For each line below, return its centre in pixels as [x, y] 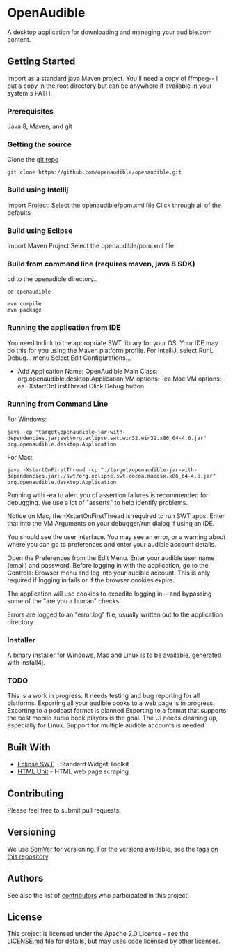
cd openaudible [29, 292]
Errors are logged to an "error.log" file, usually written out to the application [115, 614]
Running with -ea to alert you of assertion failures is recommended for [108, 495]
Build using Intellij [38, 190]
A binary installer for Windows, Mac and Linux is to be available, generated [114, 655]
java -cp [20, 432]
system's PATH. [30, 93]
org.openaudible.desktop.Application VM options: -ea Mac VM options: [119, 379]
